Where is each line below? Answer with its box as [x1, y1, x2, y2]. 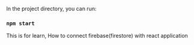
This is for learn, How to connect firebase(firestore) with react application [6, 32, 188, 40]
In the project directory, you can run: [6, 5, 97, 12]
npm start [6, 20, 35, 26]
